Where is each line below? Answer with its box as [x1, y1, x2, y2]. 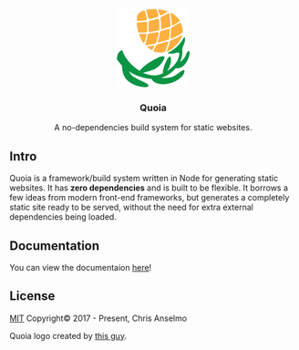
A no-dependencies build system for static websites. [54, 122, 253, 133]
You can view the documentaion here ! [9, 262, 152, 273]
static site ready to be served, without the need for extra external [9, 201, 253, 213]
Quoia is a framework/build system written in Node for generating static [9, 173, 279, 184]
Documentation [9, 238, 100, 253]
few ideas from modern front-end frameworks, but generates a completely [9, 192, 290, 203]
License [9, 288, 56, 304]
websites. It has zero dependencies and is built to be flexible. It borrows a [9, 182, 289, 193]
